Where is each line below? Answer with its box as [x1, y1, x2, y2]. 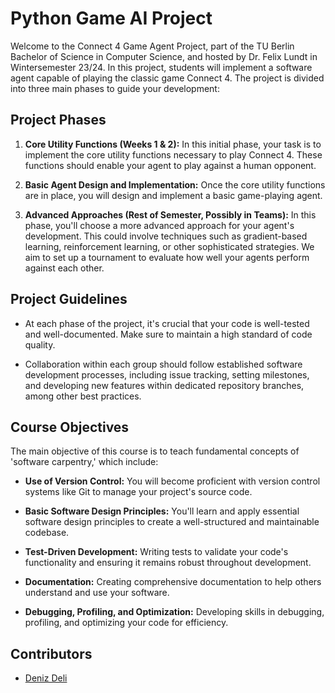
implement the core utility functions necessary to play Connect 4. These [24, 148, 323, 161]
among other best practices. [24, 390, 142, 402]
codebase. [24, 527, 70, 539]
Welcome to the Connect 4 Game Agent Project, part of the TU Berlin [10, 40, 295, 52]
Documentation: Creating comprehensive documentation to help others [24, 576, 322, 588]
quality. [24, 338, 56, 351]
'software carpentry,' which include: [10, 456, 159, 468]
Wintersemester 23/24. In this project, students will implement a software [10, 61, 313, 73]
